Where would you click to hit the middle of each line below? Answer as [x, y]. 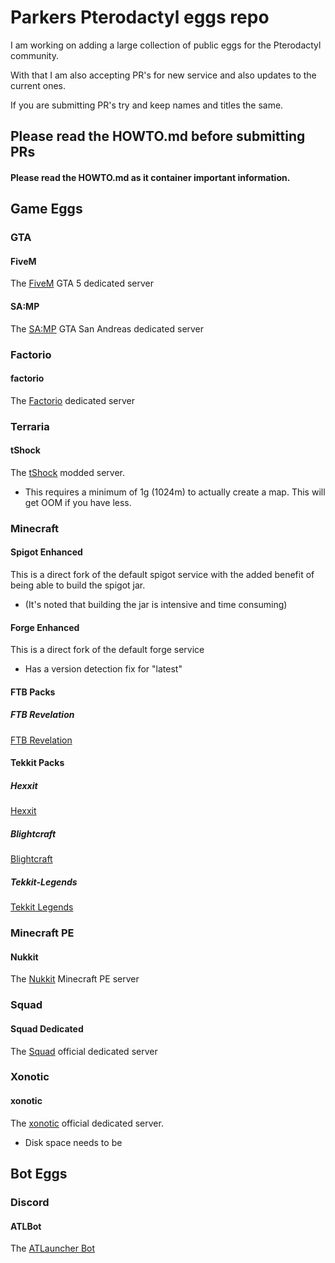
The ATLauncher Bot [53, 1248]
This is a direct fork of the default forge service [107, 650]
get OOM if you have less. [78, 502]
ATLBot [26, 1226]
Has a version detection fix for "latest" [103, 669]
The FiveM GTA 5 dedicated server [82, 283]
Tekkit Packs [37, 763]
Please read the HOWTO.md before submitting [158, 136]
